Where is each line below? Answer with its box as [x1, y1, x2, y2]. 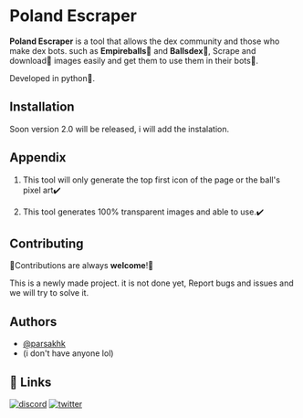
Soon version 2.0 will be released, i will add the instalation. [9, 123, 230, 134]
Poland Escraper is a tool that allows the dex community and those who [9, 36, 280, 47]
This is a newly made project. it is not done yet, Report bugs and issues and [9, 277, 294, 288]
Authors [9, 314, 57, 329]
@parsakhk [22, 339, 67, 350]
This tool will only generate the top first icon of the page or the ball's [22, 174, 281, 185]
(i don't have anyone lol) [22, 348, 114, 359]
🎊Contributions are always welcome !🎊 [9, 260, 153, 271]
